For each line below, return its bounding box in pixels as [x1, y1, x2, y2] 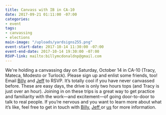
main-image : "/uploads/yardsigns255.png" [5, 40, 93, 45]
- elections [5, 35, 30, 40]
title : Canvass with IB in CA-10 [5, 7, 75, 12]
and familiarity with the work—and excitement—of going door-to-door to [5, 94, 155, 100]
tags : [5, 26, 16, 31]
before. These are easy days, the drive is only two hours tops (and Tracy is [5, 83, 159, 89]
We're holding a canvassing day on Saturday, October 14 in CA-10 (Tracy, [5, 67, 156, 73]
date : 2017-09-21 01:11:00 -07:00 [5, 12, 77, 17]
